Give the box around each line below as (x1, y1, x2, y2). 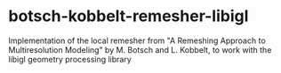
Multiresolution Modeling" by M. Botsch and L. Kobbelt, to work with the (8, 44, 272, 55)
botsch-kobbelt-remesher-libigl (8, 6, 249, 26)
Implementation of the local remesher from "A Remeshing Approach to (8, 35, 266, 46)
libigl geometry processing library (8, 54, 132, 64)
